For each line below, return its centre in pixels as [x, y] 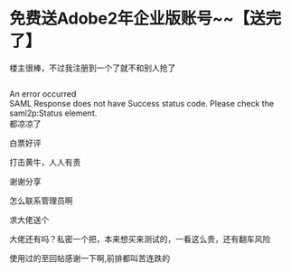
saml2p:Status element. [53, 113]
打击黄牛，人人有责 [45, 162]
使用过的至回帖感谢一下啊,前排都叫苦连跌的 [90, 258]
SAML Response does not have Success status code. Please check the [141, 103]
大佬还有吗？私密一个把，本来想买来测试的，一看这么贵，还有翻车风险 [140, 239]
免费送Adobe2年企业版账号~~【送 [138, 19]
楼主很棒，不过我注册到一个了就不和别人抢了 [93, 68]
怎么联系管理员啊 [41, 201]
